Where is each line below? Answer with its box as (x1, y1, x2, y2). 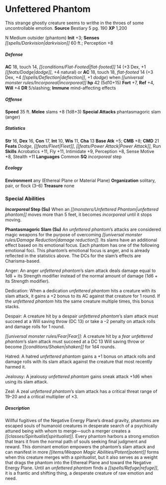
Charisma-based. (5, 258, 41, 264)
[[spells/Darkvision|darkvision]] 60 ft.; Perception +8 (5, 40, 113, 46)
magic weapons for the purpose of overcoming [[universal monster (5, 232, 142, 238)
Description (5, 405, 30, 411)
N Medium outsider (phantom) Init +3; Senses (5, 35, 100, 41)
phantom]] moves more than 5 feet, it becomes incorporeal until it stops (5, 212, 152, 217)
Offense (5, 96, 22, 102)
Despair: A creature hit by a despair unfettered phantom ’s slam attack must (5, 313, 159, 319)
